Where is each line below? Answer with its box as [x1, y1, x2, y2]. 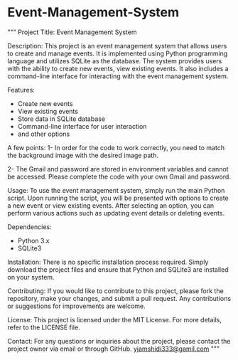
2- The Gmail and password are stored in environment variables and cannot [7, 164, 229, 173]
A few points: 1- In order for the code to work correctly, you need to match [7, 143, 225, 152]
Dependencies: [7, 222, 52, 231]
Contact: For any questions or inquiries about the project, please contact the [7, 337, 231, 345]
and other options [17, 129, 70, 138]
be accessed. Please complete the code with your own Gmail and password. [7, 172, 231, 181]
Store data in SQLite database [17, 115, 105, 123]
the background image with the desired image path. [7, 151, 158, 159]
